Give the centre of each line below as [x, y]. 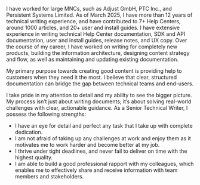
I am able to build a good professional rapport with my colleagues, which [104, 164]
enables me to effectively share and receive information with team [96, 170]
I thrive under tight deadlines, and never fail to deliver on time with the [101, 151]
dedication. [29, 132]
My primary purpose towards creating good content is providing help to [94, 71]
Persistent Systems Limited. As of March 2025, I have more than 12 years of [99, 15]
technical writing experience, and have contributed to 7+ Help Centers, [93, 21]
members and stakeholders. [49, 176]
